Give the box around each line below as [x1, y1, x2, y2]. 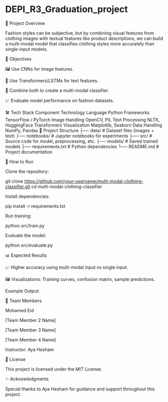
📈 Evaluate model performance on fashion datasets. [5, 97, 114, 103]
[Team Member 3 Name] [5, 327, 56, 333]
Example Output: [5, 288, 40, 294]
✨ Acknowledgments [5, 376, 49, 382]
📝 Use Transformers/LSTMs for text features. [5, 77, 99, 84]
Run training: [5, 213, 32, 219]
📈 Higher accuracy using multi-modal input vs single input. [5, 264, 128, 270]
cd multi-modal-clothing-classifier [31, 183, 102, 190]
